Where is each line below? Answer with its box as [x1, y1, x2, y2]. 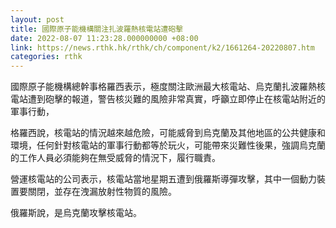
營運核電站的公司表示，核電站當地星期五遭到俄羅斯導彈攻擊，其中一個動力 [10, 173, 317, 185]
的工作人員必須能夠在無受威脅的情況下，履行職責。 [10, 152, 221, 164]
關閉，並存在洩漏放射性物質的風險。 [27, 186, 177, 198]
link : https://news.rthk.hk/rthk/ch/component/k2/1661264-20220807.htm [10, 42, 315, 53]
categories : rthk [10, 52, 83, 62]
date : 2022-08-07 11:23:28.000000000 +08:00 [10, 33, 199, 43]
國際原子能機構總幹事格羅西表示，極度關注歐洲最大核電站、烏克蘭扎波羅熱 [10, 81, 317, 93]
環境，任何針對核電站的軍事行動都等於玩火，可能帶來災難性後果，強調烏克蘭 [10, 139, 326, 151]
